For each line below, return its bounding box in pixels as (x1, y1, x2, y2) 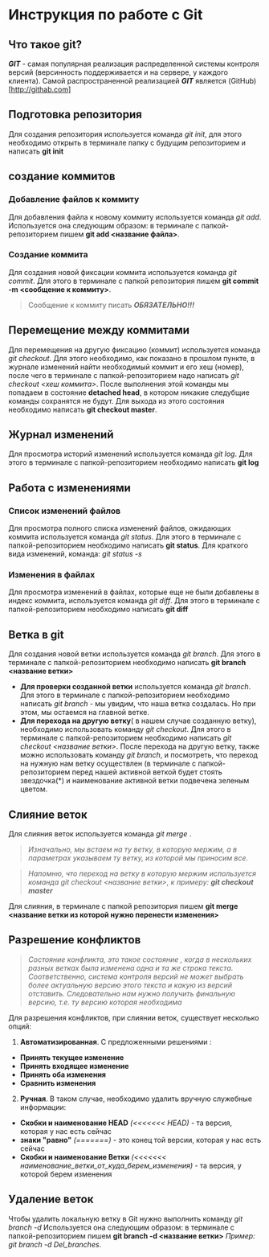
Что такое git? (8, 38, 83, 51)
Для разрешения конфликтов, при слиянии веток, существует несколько (8, 1013, 259, 1022)
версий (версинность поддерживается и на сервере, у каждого (8, 68, 229, 77)
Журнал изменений (8, 428, 114, 442)
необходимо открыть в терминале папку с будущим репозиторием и (8, 138, 247, 147)
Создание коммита (8, 249, 88, 261)
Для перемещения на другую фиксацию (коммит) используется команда (8, 344, 261, 355)
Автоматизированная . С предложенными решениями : (19, 1037, 212, 1046)
